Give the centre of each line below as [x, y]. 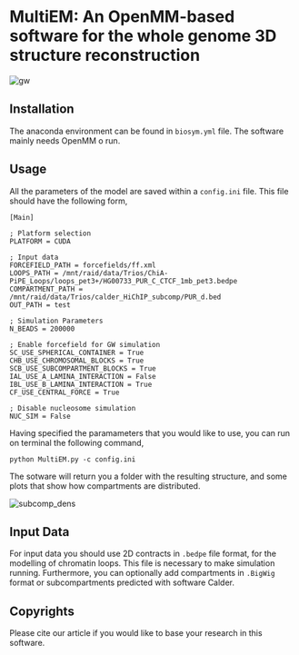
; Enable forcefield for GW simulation [85, 344]
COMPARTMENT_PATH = [46, 289]
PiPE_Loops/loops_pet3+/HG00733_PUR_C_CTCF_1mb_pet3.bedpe [124, 281]
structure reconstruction [105, 55]
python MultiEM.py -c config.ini [73, 459]
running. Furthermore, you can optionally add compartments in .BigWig [142, 573]
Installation [42, 109]
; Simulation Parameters [56, 321]
